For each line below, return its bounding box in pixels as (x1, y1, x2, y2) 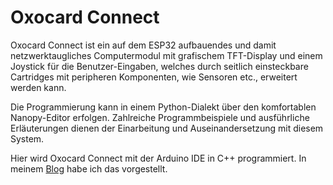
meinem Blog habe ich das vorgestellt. (10, 162, 168, 175)
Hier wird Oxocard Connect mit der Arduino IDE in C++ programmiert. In (10, 152, 307, 164)
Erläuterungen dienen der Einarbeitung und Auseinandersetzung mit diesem (10, 122, 324, 134)
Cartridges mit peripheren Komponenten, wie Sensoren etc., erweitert (10, 71, 298, 83)
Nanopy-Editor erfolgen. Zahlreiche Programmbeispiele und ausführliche (10, 111, 310, 123)
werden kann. (10, 81, 67, 93)
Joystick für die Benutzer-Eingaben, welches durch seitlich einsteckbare (10, 60, 309, 72)
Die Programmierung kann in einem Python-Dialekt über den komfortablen (10, 101, 317, 113)
